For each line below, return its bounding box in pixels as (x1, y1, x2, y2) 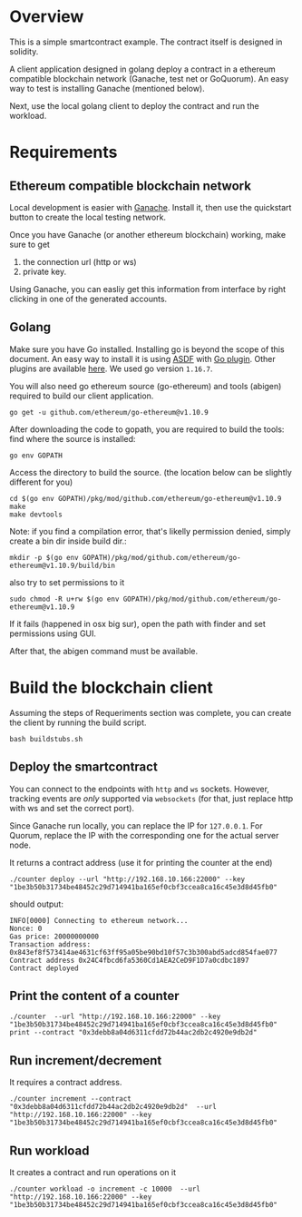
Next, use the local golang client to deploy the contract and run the (9, 100, 260, 111)
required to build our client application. (9, 390, 154, 401)
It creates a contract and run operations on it (9, 1166, 177, 1177)
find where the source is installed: (9, 433, 136, 444)
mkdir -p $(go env (9, 553, 79, 562)
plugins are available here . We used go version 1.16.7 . (9, 363, 213, 374)
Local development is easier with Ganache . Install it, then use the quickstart (9, 201, 292, 212)
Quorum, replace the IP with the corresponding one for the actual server (9, 829, 279, 840)
